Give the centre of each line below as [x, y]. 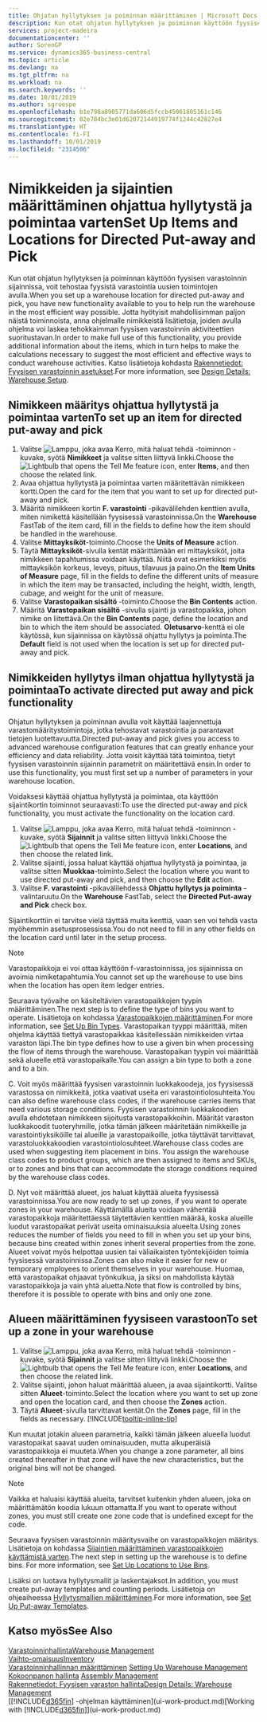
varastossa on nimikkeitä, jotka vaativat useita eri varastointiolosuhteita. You [132, 1092]
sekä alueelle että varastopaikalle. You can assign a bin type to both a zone [130, 1060]
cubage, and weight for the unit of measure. [92, 593]
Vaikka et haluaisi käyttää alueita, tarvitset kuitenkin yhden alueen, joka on [130, 1499]
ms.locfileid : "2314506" [49, 149]
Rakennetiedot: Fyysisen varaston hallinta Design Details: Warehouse [120, 1684]
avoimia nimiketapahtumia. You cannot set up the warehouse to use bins [126, 977]
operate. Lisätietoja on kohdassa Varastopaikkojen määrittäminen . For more [131, 1017]
